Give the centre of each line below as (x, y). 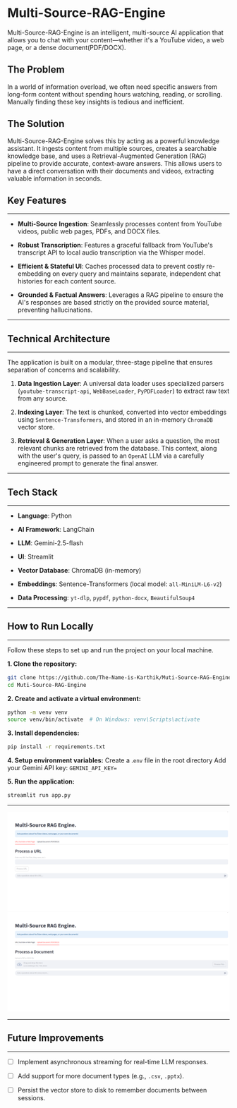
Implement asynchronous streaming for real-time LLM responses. (113, 1061)
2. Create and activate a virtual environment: (74, 698)
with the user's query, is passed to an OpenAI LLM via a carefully (111, 456)
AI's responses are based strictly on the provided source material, (113, 303)
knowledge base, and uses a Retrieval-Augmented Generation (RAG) (107, 156)
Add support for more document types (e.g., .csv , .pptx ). (101, 1076)
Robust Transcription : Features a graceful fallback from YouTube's (115, 245)
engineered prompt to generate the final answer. (88, 463)
